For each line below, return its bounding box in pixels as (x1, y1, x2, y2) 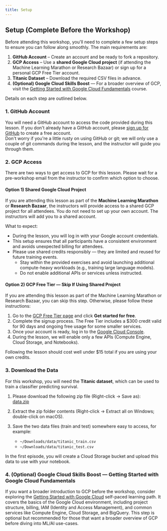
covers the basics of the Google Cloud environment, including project (5, 499, 148, 505)
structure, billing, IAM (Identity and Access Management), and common (5, 505, 152, 511)
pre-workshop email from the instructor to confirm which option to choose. (5, 175, 160, 181)
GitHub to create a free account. (5, 130, 71, 136)
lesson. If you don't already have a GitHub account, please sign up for (5, 124, 149, 130)
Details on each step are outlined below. (5, 95, 88, 101)
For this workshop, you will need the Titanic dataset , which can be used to (5, 378, 160, 384)
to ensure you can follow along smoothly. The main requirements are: (5, 44, 148, 50)
